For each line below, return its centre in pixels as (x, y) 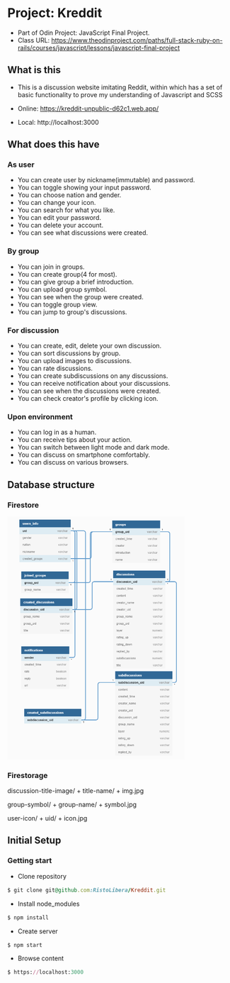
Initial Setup (34, 841)
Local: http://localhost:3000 (58, 122)
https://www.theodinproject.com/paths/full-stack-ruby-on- (137, 40)
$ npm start (25, 945)
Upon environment (40, 416)
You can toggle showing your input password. (85, 188)
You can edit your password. (59, 218)
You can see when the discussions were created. (89, 391)
